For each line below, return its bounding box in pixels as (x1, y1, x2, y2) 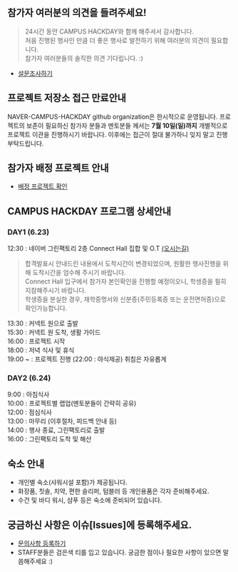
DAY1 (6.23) (7, 227, 50, 237)
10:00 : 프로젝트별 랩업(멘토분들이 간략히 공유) (7, 399, 137, 408)
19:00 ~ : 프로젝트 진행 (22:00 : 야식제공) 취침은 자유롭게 (7, 355, 167, 363)
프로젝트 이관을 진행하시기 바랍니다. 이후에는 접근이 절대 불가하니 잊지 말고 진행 (7, 130, 228, 139)
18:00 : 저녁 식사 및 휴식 (7, 346, 75, 355)
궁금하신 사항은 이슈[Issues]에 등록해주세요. (7, 518, 192, 531)
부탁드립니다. (7, 139, 44, 148)
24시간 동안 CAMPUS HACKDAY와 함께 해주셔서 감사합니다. (24, 27, 195, 36)
